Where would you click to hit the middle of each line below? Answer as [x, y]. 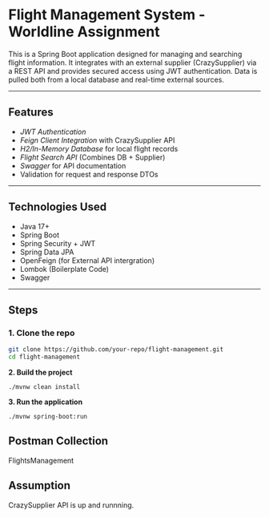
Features [31, 113]
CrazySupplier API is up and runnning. [71, 505]
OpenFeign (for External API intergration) [87, 260]
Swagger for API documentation [73, 165]
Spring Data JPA [47, 252]
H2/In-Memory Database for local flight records [99, 148]
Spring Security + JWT [58, 243]
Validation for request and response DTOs [89, 174]
